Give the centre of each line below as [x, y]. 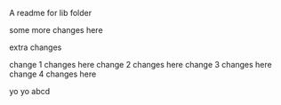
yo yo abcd [30, 91]
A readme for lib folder [50, 13]
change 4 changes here [53, 74]
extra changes [36, 47]
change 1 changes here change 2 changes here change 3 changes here [141, 65]
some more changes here [56, 30]
